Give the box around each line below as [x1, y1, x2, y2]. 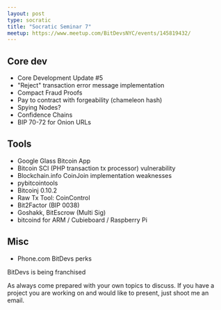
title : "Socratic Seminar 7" [7, 23, 92, 30]
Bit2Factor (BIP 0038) [17, 201, 80, 209]
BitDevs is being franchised [7, 268, 86, 276]
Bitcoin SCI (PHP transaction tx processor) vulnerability [17, 164, 176, 172]
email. [7, 296, 25, 304]
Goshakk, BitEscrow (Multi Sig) [17, 208, 106, 216]
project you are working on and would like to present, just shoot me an [7, 288, 209, 297]
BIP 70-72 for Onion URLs [17, 118, 92, 127]
